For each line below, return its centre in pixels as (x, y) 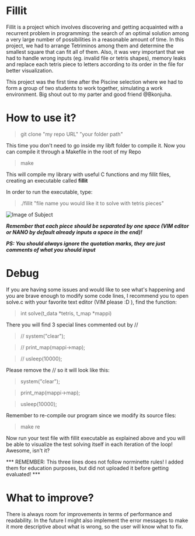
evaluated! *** (23, 474)
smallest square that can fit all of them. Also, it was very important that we (95, 51)
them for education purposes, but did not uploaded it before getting (88, 468)
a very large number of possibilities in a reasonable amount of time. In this (95, 39)
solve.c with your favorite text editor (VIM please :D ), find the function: (91, 302)
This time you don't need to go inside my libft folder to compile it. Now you (96, 145)
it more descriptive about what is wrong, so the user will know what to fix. (95, 526)
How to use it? (41, 118)
